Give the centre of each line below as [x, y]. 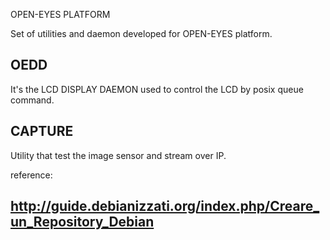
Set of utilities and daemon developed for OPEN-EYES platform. [141, 33]
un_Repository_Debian [82, 222]
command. [32, 100]
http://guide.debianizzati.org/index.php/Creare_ [165, 206]
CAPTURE [42, 131]
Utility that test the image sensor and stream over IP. [118, 155]
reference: [31, 175]
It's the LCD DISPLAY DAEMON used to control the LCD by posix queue [157, 89]
